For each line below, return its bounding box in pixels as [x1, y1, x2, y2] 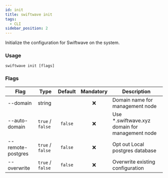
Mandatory [80, 88, 108, 95]
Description [122, 88, 151, 95]
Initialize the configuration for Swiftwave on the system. [5, 39, 120, 45]
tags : [5, 16, 16, 21]
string [37, 99, 51, 106]
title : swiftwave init [5, 12, 52, 17]
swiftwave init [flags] [5, 63, 55, 68]
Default [57, 88, 76, 95]
